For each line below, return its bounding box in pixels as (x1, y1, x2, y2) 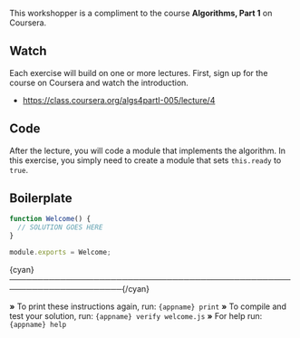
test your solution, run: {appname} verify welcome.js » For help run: (9, 310, 263, 321)
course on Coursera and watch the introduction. (9, 77, 189, 88)
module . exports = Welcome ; (9, 248, 111, 257)
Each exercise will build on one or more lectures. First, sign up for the (9, 67, 268, 78)
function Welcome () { (9, 215, 92, 224)
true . (9, 164, 29, 175)
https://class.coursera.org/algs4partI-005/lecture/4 (22, 94, 216, 105)
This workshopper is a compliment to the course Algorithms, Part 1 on (9, 8, 273, 18)
